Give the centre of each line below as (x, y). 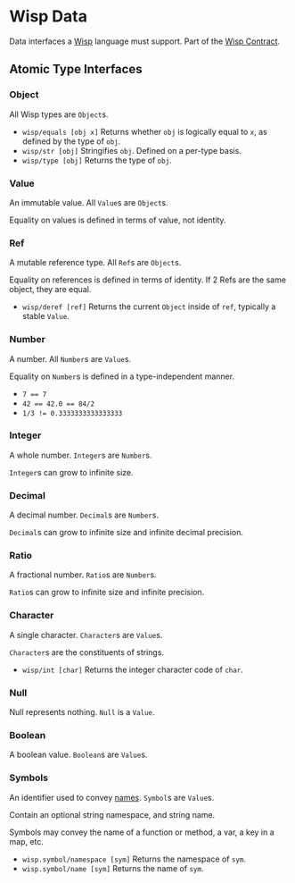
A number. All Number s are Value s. (70, 358)
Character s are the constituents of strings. (87, 652)
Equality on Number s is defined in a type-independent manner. (122, 376)
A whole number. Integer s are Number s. (81, 455)
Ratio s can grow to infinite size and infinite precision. (107, 593)
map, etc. (27, 841)
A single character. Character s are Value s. (86, 635)
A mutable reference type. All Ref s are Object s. (95, 263)
